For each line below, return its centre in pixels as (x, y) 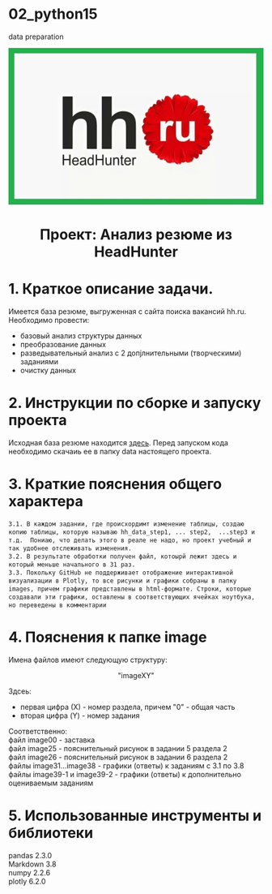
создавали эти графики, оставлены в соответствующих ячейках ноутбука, (132, 597)
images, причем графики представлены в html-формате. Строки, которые (130, 589)
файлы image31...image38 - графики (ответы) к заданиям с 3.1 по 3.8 (126, 765)
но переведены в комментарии (57, 605)
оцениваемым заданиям (51, 783)
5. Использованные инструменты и (135, 815)
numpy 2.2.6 (30, 872)
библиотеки (51, 833)
